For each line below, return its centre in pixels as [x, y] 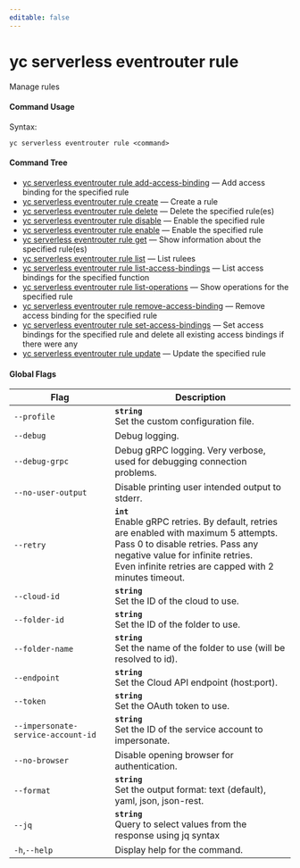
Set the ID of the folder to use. [178, 624]
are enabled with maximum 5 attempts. [196, 533]
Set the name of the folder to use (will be [200, 648]
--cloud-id [37, 597]
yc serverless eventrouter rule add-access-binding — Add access [144, 182]
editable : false [39, 17]
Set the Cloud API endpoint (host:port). [196, 682]
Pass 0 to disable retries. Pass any [187, 544]
